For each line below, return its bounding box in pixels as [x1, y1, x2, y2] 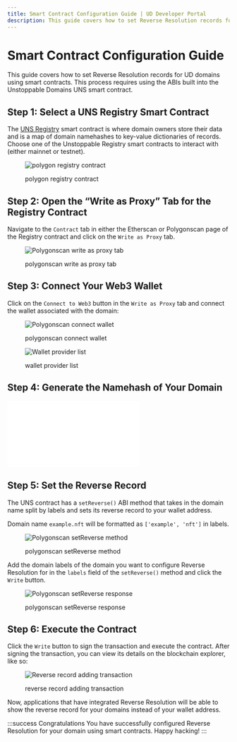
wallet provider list [25, 361, 79, 369]
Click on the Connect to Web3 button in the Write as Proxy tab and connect [7, 299, 225, 307]
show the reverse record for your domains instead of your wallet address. [7, 705, 221, 714]
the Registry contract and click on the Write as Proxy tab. [7, 232, 175, 241]
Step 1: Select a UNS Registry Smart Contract [7, 106, 209, 118]
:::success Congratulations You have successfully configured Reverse [7, 719, 210, 728]
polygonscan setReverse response [25, 603, 126, 611]
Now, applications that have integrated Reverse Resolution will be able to [7, 698, 219, 707]
